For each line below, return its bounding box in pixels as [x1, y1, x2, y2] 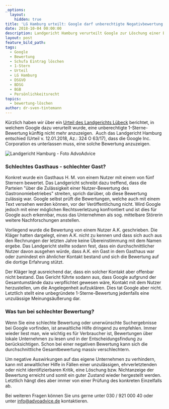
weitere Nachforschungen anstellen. [5, 217, 80, 223]
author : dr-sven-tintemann [5, 106, 62, 111]
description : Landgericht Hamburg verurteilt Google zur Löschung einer [5, 31, 161, 36]
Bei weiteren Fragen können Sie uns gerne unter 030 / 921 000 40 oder [5, 392, 153, 398]
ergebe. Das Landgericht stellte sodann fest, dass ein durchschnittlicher [5, 243, 155, 249]
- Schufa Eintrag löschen [10, 59, 64, 64]
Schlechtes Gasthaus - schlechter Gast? [5, 163, 106, 170]
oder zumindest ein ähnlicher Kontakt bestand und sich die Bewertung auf [5, 254, 159, 260]
